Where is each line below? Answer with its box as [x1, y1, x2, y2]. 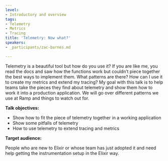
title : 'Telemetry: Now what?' [5, 36, 71, 41]
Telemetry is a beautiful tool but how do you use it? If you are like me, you [5, 63, 158, 69]
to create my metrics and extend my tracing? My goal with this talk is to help [5, 79, 163, 85]
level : [5, 7, 19, 13]
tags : [5, 17, 17, 22]
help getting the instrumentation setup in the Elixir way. [5, 150, 119, 156]
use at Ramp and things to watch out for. [5, 95, 90, 101]
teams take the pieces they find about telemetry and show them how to [5, 84, 153, 91]
